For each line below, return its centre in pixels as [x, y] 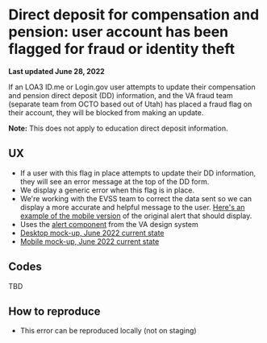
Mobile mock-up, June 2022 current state [90, 241]
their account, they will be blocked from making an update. [106, 112]
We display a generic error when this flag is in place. [107, 190]
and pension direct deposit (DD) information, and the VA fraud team [121, 95]
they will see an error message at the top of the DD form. [115, 181]
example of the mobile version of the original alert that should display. [136, 216]
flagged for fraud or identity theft [122, 49]
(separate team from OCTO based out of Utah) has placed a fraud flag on [130, 104]
